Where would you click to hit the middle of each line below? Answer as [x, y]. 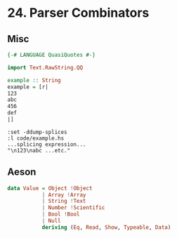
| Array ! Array [64, 194]
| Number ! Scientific [73, 208]
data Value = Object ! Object [50, 188]
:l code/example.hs [36, 138]
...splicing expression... [47, 144]
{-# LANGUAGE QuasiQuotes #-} [52, 55]
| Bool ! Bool [61, 214]
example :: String [34, 80]
